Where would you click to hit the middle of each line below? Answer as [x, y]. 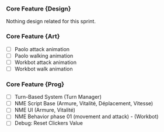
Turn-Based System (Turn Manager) [58, 97]
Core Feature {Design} [39, 9]
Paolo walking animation [44, 56]
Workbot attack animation [46, 62]
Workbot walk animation [43, 69]
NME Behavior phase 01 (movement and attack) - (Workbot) [86, 117]
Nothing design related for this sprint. [51, 22]
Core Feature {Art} [33, 37]
